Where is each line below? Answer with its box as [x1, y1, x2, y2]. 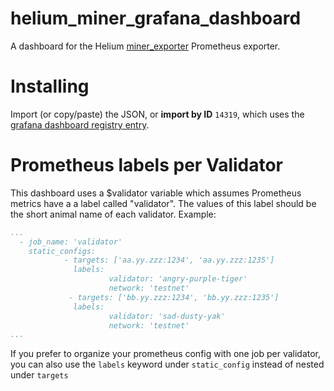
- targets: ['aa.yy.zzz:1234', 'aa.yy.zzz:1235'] [63, 255, 275, 266]
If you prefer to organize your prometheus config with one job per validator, [10, 348, 322, 360]
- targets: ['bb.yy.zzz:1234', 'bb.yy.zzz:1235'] [68, 292, 280, 302]
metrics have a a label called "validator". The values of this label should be [10, 197, 317, 209]
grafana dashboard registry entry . [10, 118, 150, 131]
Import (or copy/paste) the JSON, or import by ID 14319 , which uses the [10, 108, 305, 120]
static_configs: [28, 246, 97, 256]
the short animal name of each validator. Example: [10, 208, 217, 220]
